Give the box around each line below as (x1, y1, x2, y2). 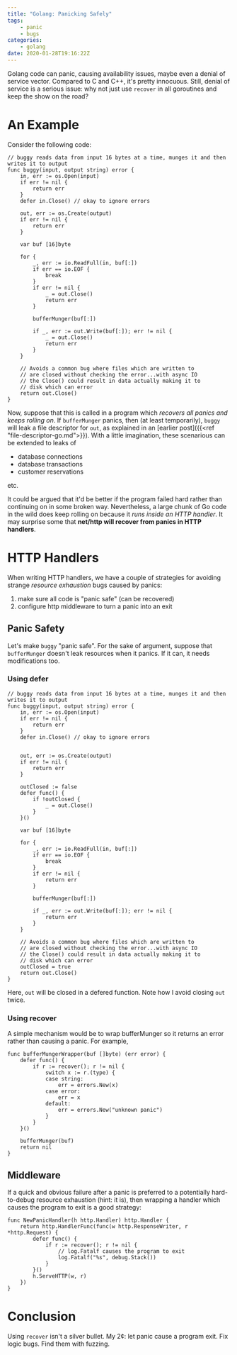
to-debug (7, 1195, 35, 1204)
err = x (57, 1094, 81, 1101)
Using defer (7, 674, 49, 684)
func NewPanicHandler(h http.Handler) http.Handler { (7, 1217, 170, 1224)
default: (45, 1100, 71, 1108)
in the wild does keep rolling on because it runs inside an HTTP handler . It (7, 510, 223, 518)
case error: (45, 1088, 81, 1095)
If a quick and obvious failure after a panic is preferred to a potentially (7, 1188, 211, 1196)
